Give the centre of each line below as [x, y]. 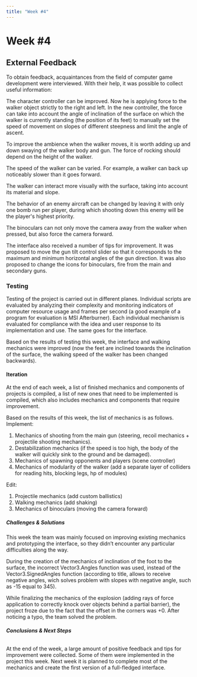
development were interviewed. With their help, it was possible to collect [95, 83]
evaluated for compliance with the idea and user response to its [84, 324]
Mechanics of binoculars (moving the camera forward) [81, 509]
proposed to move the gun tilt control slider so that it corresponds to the [94, 252]
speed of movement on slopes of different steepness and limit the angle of [97, 126]
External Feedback [41, 63]
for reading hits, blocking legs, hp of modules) [71, 473]
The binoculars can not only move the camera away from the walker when [97, 227]
